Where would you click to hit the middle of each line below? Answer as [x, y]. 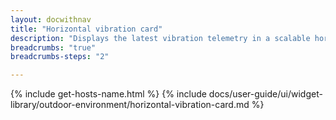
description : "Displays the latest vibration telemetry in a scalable [160, 38]
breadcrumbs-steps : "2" [60, 57]
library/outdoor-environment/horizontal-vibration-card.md [130, 105]
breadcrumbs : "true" [53, 47]
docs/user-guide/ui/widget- [265, 94]
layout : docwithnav [51, 19]
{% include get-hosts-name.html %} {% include [108, 94]
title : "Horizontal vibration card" [86, 29]
